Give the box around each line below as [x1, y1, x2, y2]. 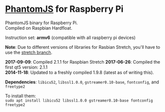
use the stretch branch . [5, 49, 53, 55]
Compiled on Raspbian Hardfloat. [5, 25, 72, 31]
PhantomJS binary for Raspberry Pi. [5, 20, 78, 26]
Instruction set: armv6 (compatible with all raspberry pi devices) [5, 35, 136, 40]
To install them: [5, 93, 36, 99]
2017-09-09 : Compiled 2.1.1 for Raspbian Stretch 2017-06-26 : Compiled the [5, 59, 161, 65]
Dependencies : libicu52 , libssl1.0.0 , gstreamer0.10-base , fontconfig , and [5, 79, 159, 85]
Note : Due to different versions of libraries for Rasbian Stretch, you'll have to [5, 44, 161, 50]
